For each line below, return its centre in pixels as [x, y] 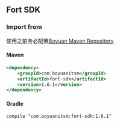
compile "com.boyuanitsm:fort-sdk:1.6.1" [59, 117]
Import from [24, 27]
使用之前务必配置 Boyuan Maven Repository [60, 41]
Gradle [15, 103]
